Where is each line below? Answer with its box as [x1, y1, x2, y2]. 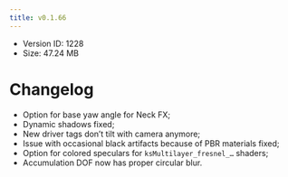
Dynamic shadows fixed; [22, 118, 115, 129]
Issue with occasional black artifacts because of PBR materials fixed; [22, 137, 280, 149]
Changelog [9, 79, 94, 99]
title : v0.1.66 [9, 13, 67, 23]
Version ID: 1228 [22, 38, 84, 49]
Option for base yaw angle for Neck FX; [22, 109, 171, 120]
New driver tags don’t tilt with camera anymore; [22, 128, 201, 139]
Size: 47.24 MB [22, 47, 80, 59]
